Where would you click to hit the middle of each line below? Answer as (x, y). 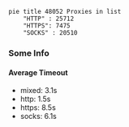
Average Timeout (38, 72)
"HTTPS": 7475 (47, 26)
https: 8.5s (38, 108)
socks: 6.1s (38, 116)
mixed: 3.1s (39, 91)
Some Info (29, 53)
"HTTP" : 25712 (49, 19)
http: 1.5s (35, 99)
